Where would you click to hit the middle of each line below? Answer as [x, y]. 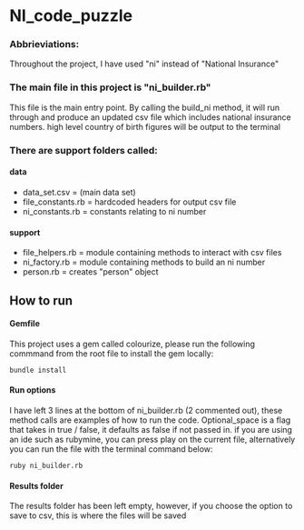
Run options [33, 390]
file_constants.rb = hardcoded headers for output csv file [129, 202]
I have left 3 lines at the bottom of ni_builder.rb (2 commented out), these [146, 410]
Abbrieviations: [44, 45]
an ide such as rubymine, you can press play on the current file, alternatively [152, 439]
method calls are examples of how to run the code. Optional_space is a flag [150, 420]
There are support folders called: [84, 150]
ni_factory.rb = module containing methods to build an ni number [144, 262]
